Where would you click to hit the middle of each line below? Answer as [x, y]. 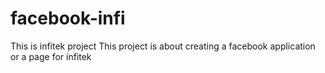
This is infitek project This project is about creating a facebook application [163, 46]
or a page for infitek [51, 56]
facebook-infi [68, 18]
